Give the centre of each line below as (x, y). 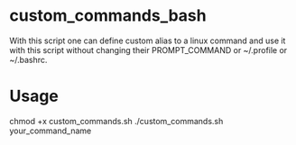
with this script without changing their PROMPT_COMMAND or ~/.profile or (148, 50)
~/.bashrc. (28, 59)
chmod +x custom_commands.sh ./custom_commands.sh (116, 121)
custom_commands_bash (108, 16)
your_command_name (51, 131)
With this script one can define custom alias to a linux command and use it (148, 41)
